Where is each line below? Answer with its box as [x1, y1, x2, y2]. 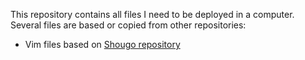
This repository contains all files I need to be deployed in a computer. [10, 9, 295, 20]
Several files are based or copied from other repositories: [10, 19, 247, 31]
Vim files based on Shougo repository [24, 39, 181, 50]
